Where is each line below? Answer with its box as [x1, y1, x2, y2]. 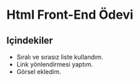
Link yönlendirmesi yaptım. [16, 60, 94, 69]
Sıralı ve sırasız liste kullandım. [16, 53, 103, 61]
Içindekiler [6, 35, 53, 46]
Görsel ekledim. [16, 68, 61, 75]
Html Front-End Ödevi [6, 7, 134, 23]
